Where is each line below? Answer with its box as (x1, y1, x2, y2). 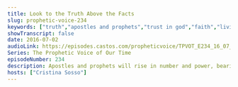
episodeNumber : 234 (7, 56, 65, 63)
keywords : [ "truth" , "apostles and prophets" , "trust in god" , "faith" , (7, 23, 217, 30)
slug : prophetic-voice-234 (7, 17, 87, 24)
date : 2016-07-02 (7, 36, 59, 43)
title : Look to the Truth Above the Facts (7, 10, 135, 18)
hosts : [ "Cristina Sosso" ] (7, 69, 87, 76)
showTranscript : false (7, 29, 74, 37)
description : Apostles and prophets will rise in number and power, (7, 62, 214, 69)
